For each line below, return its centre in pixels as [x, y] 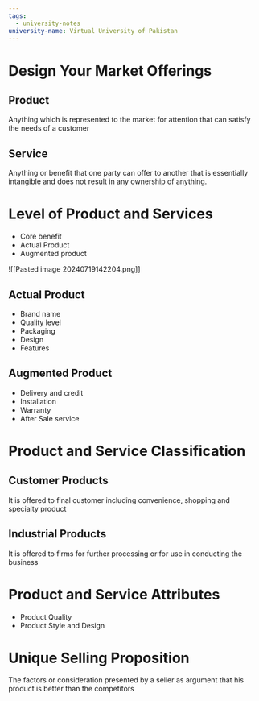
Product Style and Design [62, 625]
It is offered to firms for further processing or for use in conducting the [125, 554]
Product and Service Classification [127, 451]
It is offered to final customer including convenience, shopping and [119, 500]
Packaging [37, 330]
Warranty [35, 410]
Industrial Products [58, 534]
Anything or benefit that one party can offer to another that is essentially [128, 173]
